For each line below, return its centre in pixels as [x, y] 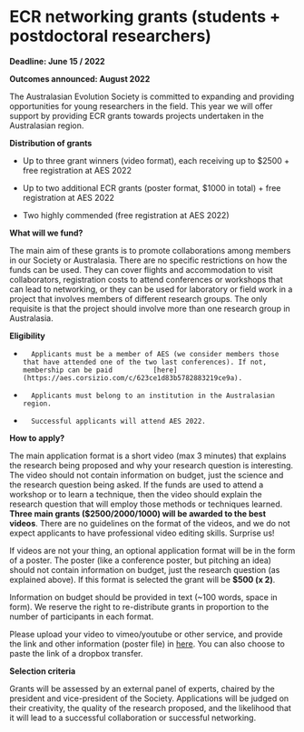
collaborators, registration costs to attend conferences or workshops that [146, 279]
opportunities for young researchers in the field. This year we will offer [141, 105]
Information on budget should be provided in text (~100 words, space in [144, 597]
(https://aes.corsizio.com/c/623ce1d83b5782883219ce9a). [132, 378]
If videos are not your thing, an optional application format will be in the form [152, 550]
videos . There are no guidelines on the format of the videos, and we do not [150, 523]
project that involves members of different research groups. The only [138, 298]
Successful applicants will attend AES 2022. [118, 421]
